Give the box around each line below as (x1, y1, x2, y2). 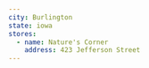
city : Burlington (8, 12, 73, 22)
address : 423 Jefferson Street (24, 46, 141, 55)
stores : (8, 29, 37, 38)
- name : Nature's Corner (16, 37, 109, 47)
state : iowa (8, 21, 53, 30)
